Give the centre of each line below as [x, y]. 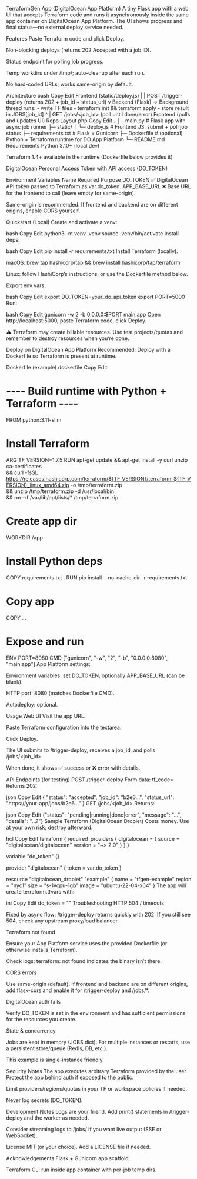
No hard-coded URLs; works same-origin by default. [70, 84]
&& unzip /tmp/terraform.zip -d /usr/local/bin [60, 491]
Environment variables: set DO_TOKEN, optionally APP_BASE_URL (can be [96, 675]
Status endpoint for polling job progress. [55, 61]
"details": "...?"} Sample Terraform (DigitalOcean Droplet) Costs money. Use [98, 821]
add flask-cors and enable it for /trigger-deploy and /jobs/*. [78, 990]
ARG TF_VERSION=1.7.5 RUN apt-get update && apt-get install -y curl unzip [97, 460]
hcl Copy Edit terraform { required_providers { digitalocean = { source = [93, 838]
